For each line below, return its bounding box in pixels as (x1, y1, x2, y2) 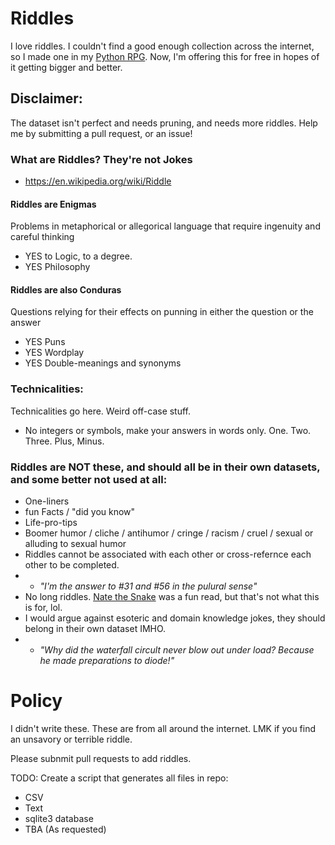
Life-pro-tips (24, 517, 78, 529)
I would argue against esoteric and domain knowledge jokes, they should (24, 612, 326, 624)
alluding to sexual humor (24, 538, 127, 550)
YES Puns (24, 336, 66, 348)
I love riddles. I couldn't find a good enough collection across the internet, (10, 40, 315, 52)
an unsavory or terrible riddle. (10, 733, 133, 745)
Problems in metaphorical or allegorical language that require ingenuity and (10, 220, 321, 232)
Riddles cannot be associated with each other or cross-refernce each (24, 548, 312, 561)
